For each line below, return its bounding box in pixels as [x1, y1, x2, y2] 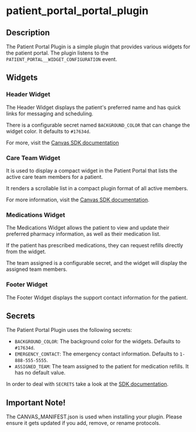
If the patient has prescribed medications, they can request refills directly [6, 242, 184, 249]
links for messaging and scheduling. [6, 110, 94, 117]
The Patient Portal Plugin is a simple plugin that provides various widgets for [6, 43, 191, 50]
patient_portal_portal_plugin [6, 4, 148, 18]
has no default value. [14, 369, 66, 376]
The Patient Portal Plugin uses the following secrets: [6, 327, 132, 334]
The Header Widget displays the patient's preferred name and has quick [6, 104, 181, 111]
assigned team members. [6, 266, 67, 273]
